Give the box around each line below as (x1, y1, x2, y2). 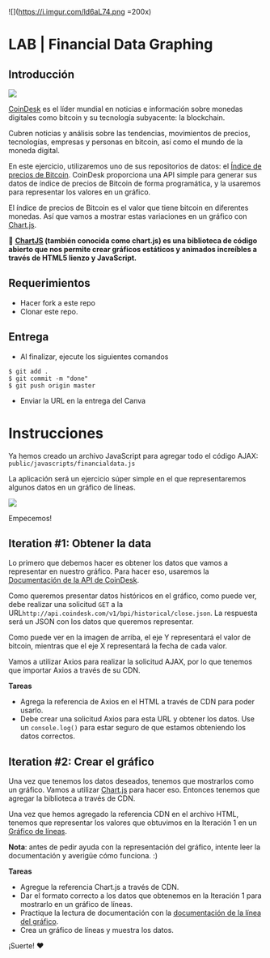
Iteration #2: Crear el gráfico (8, 755, 155, 768)
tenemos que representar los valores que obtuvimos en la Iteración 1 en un (8, 818, 257, 828)
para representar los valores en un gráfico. (8, 187, 151, 197)
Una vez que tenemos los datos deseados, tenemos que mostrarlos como (8, 776, 255, 786)
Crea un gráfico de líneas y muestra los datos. (19, 926, 174, 935)
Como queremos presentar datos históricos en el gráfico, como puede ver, (8, 591, 257, 601)
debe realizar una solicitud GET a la (8, 600, 124, 609)
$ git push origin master (8, 381, 95, 390)
